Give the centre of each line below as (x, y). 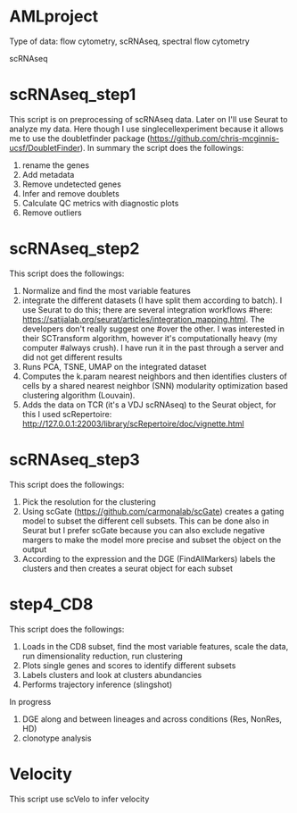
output (34, 549)
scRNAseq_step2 (74, 249)
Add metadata (48, 174)
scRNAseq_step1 (73, 95)
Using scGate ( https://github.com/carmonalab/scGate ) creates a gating (153, 511)
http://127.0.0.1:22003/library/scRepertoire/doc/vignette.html (133, 423)
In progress (30, 701)
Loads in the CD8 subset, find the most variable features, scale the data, (155, 646)
